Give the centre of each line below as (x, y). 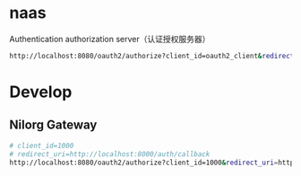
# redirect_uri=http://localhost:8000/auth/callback (110, 154)
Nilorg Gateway (53, 125)
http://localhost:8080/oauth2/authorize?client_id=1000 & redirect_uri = (144, 163)
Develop (41, 92)
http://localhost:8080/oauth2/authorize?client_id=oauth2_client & (136, 56)
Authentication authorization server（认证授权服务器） (110, 39)
